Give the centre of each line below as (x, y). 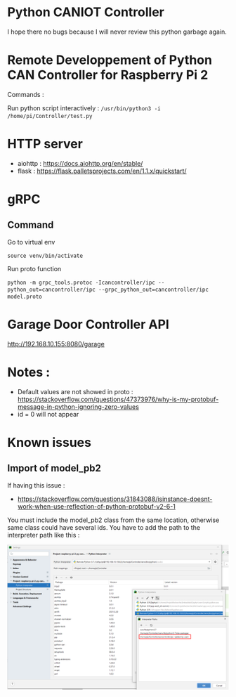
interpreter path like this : (44, 535)
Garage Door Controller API (88, 325)
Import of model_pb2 (54, 468)
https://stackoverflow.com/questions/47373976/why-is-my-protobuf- (118, 399)
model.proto (25, 297)
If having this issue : (36, 485)
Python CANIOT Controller (86, 12)
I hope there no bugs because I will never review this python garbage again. (117, 32)
